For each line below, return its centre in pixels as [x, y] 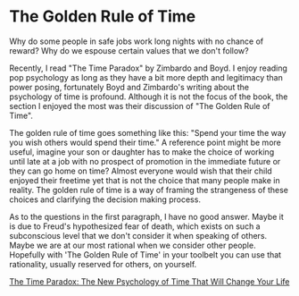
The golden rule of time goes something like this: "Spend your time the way [148, 132]
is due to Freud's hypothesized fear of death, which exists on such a [135, 226]
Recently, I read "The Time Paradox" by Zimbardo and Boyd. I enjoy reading [149, 68]
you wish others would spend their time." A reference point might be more [145, 142]
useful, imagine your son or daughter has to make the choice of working [142, 152]
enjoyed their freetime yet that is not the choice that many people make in [145, 180]
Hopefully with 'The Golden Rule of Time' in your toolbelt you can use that [145, 254]
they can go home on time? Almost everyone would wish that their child [141, 171]
